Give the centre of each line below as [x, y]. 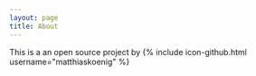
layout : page [34, 18]
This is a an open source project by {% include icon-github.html [128, 52]
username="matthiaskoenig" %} [70, 62]
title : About [34, 26]
